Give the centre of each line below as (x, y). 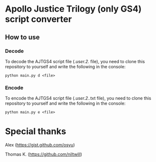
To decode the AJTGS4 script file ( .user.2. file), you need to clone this (75, 61)
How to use (22, 37)
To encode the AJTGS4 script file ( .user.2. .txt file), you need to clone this (78, 98)
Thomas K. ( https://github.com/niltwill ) (44, 154)
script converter (38, 19)
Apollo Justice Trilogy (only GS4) (73, 9)
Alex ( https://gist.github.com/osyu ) (40, 145)
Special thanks (36, 131)
